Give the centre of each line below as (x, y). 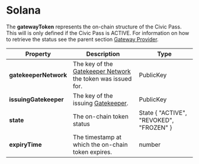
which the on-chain (101, 144)
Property (38, 54)
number (150, 144)
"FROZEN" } (155, 127)
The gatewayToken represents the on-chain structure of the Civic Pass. (94, 27)
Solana (24, 10)
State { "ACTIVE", (163, 112)
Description (103, 54)
